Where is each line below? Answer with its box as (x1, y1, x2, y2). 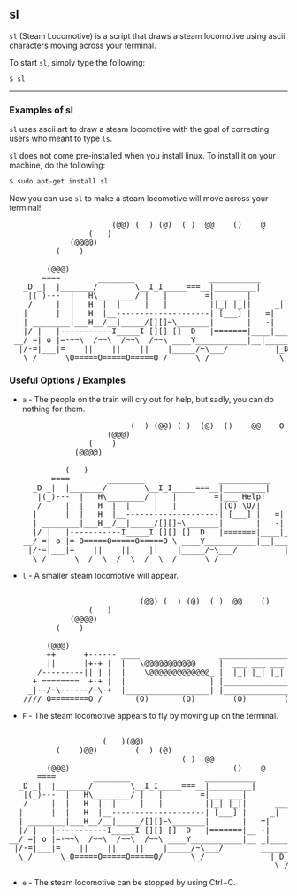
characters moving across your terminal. (9, 40, 156, 51)
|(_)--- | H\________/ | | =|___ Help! (36, 492, 266, 502)
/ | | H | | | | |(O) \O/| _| (36, 501, 294, 510)
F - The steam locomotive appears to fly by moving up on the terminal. (21, 711, 278, 721)
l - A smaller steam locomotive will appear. (21, 571, 179, 581)
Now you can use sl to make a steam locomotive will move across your (9, 192, 269, 203)
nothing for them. (21, 403, 86, 415)
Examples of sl (9, 104, 73, 116)
